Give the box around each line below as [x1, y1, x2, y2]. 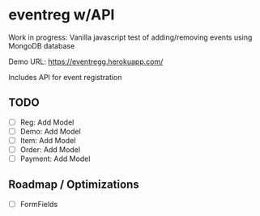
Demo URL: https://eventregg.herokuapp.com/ [8, 57, 164, 66]
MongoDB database [8, 40, 75, 50]
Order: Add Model [19, 144, 81, 155]
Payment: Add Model [19, 154, 91, 163]
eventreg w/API [8, 6, 115, 24]
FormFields [19, 199, 58, 209]
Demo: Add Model [19, 126, 81, 136]
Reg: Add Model [19, 117, 75, 127]
